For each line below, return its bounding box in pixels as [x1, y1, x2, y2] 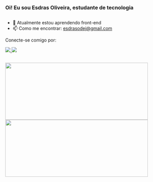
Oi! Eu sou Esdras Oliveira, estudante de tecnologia [5, 4, 134, 11]
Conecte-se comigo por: [5, 37, 57, 43]
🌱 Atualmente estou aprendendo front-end [12, 20, 101, 26]
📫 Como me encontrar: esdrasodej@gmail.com [12, 25, 112, 31]
